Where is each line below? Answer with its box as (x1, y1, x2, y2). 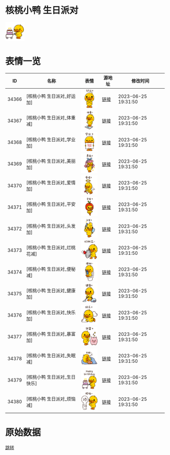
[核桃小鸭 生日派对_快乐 (26, 309, 76, 315)
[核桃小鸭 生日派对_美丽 (26, 158, 76, 164)
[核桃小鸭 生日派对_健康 (26, 287, 76, 294)
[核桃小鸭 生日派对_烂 (26, 244, 72, 250)
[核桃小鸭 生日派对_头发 (26, 222, 76, 229)
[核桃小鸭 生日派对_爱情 (26, 179, 76, 185)
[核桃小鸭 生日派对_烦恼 (26, 396, 76, 402)
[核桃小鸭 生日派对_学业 (26, 136, 76, 142)
